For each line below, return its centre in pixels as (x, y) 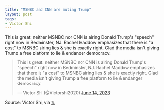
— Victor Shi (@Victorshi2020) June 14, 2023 (63, 93)
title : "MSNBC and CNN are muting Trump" (48, 10)
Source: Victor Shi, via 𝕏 (30, 102)
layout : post (19, 14)
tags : (11, 19)
